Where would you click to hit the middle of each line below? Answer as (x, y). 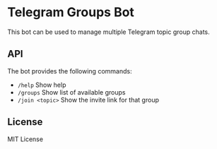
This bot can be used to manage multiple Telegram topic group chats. (108, 32)
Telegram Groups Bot (71, 12)
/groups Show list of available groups (71, 92)
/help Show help (42, 85)
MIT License (25, 139)
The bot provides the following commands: (70, 71)
